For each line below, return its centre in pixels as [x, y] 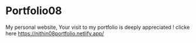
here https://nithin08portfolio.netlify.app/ [55, 33]
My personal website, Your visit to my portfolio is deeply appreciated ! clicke [98, 27]
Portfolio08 [34, 11]
